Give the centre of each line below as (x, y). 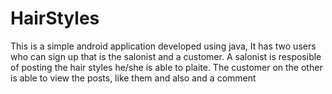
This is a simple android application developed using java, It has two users (163, 46)
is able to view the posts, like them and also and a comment (133, 78)
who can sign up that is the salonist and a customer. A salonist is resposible (166, 56)
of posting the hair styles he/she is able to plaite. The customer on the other (166, 67)
